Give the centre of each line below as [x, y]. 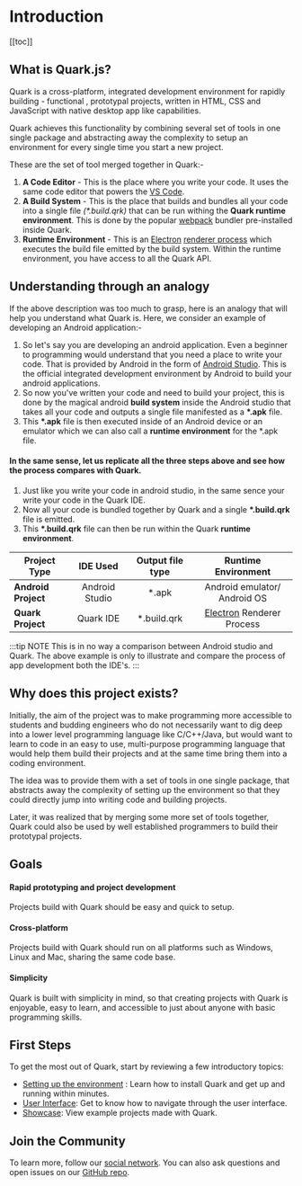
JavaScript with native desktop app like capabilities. [105, 111]
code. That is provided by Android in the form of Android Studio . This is [155, 364]
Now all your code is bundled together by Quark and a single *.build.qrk [156, 509]
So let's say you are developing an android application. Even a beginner [155, 344]
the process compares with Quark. [75, 470]
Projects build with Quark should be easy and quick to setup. [122, 907]
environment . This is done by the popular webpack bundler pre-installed [157, 220]
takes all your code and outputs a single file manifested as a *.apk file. [152, 412]
